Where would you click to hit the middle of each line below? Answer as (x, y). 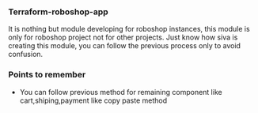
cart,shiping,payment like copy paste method (93, 100)
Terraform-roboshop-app (58, 12)
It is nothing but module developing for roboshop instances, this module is (129, 29)
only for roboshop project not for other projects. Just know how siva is (123, 37)
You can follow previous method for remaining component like (121, 92)
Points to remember (47, 75)
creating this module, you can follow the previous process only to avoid (125, 46)
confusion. (26, 55)
